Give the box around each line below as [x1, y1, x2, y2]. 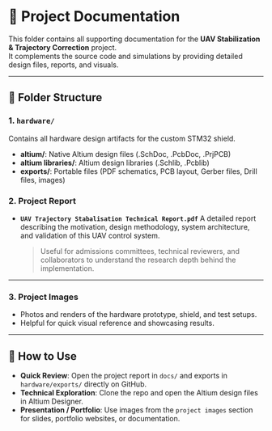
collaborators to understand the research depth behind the [40, 255, 236, 264]
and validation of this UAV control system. [19, 230, 160, 240]
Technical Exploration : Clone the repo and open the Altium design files [19, 388, 259, 398]
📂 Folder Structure [8, 91, 103, 104]
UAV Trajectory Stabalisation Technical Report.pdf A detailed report [19, 213, 257, 223]
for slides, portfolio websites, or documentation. [19, 414, 181, 424]
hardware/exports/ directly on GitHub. [19, 379, 147, 389]
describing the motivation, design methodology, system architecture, [19, 222, 250, 231]
